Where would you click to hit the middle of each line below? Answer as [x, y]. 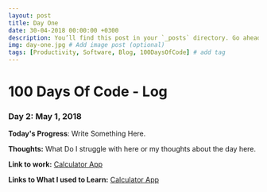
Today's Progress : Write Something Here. [77, 134]
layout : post [30, 15]
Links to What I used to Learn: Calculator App [84, 180]
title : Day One [33, 23]
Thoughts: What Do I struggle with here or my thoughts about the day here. [132, 149]
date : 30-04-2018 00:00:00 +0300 [64, 30]
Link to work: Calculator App [56, 164]
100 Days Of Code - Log [88, 92]
